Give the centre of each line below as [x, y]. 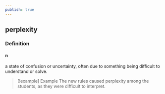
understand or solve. [26, 71]
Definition [17, 43]
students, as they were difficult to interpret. [61, 86]
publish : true [20, 10]
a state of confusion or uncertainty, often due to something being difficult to [82, 66]
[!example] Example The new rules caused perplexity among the [83, 81]
